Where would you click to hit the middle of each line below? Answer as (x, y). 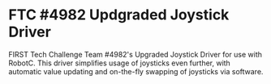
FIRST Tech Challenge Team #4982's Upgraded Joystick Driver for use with (135, 54)
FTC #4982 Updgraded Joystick (119, 15)
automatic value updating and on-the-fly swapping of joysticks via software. (136, 71)
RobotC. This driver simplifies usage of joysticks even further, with (120, 63)
